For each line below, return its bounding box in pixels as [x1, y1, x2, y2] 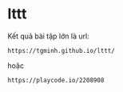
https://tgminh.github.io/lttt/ [7, 46, 115, 54]
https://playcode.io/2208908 [7, 76, 105, 84]
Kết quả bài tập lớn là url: [7, 31, 89, 41]
